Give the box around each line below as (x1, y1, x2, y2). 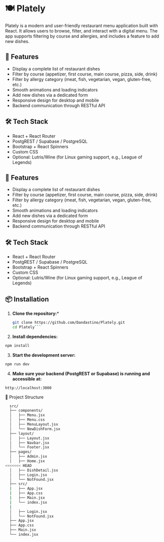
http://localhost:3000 (5, 385, 52, 390)
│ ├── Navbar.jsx (9, 440, 50, 445)
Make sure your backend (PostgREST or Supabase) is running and (12, 370, 150, 377)
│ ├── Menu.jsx (9, 413, 45, 418)
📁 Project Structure (5, 394, 44, 400)
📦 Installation (5, 295, 49, 303)
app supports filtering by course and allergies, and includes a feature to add (5, 33, 159, 39)
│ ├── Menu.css (9, 417, 45, 423)
